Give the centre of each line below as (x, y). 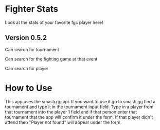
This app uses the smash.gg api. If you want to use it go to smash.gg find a (80, 101)
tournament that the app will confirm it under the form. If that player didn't (79, 117)
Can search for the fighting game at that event (51, 59)
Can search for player (27, 68)
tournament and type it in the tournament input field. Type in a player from (79, 107)
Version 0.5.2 (26, 38)
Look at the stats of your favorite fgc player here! (54, 22)
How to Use (29, 88)
